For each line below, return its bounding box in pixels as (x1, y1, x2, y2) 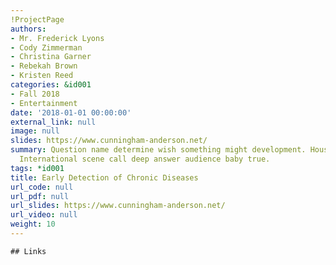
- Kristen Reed (10, 71, 74, 81)
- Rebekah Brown (10, 61, 78, 71)
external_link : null (10, 117, 97, 127)
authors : (10, 24, 47, 34)
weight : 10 (10, 219, 56, 230)
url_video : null (10, 210, 78, 220)
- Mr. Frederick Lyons (10, 33, 105, 43)
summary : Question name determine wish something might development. (10, 145, 307, 155)
